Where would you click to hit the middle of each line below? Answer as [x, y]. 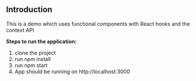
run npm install [33, 59]
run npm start [31, 65]
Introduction [29, 10]
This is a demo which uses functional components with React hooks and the [98, 23]
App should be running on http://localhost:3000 [72, 71]
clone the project [35, 53]
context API [20, 30]
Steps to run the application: [42, 41]
